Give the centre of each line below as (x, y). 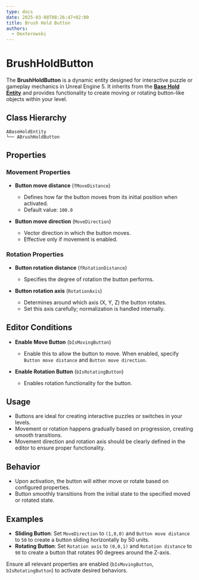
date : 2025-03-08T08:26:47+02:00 (48, 17)
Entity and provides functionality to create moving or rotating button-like (95, 93)
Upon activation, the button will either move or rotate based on (91, 481)
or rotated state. (35, 500)
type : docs (20, 12)
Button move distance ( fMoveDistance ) (63, 185)
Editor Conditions (39, 327)
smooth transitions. (38, 435)
